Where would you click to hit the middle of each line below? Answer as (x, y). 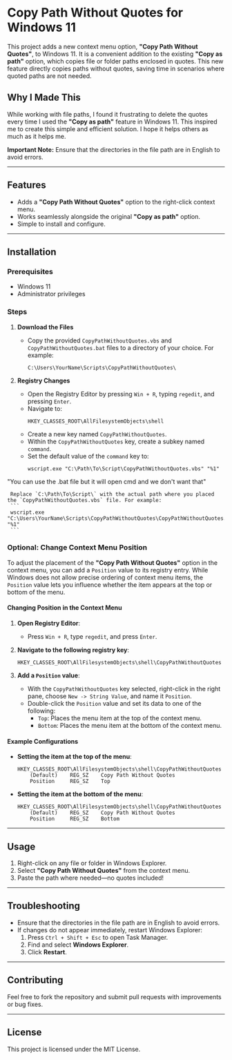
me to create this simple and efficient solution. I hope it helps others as (108, 128)
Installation (32, 252)
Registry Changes (43, 380)
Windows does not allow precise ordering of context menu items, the (105, 577)
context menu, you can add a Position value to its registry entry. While (108, 570)
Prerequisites (30, 271)
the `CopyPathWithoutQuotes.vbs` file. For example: (85, 500)
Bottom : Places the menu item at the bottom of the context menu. (130, 726)
